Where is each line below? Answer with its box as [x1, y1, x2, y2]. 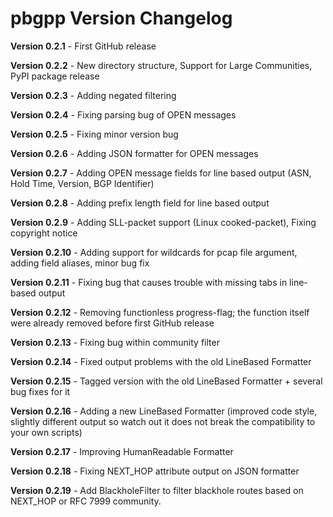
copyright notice [10, 227, 78, 239]
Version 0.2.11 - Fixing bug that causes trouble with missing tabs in [10, 276, 288, 288]
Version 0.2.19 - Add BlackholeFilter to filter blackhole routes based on [10, 484, 304, 496]
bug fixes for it [10, 385, 71, 397]
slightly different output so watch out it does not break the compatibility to [10, 415, 316, 427]
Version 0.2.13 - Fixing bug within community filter [10, 336, 220, 348]
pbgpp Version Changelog [10, 7, 233, 30]
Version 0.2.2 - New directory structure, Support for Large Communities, [10, 59, 313, 71]
